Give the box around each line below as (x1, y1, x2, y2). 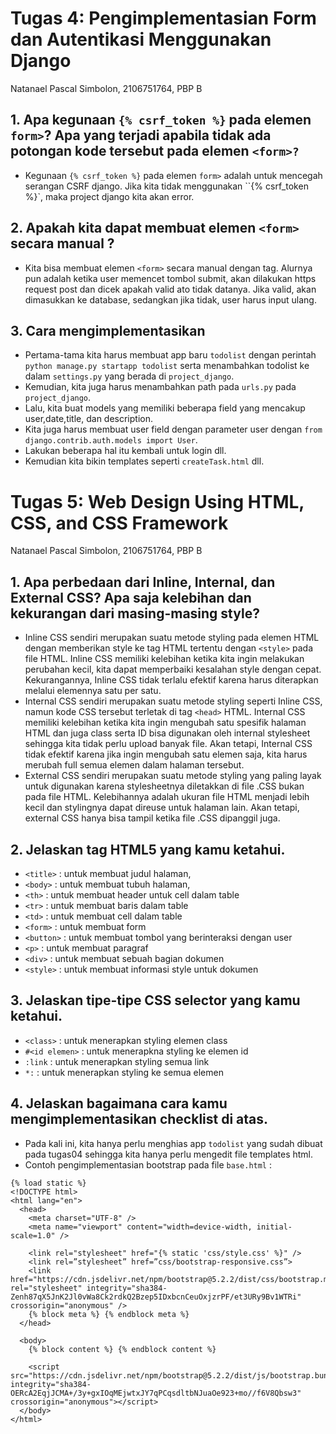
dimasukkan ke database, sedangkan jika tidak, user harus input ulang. (24, 293, 317, 306)
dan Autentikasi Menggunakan (10, 28, 272, 51)
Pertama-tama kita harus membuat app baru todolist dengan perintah (24, 349, 317, 361)
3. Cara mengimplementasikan (10, 322, 206, 339)
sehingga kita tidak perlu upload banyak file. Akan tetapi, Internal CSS (24, 738, 313, 750)
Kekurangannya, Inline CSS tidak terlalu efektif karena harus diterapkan (24, 674, 319, 686)
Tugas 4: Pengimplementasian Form (10, 7, 317, 30)
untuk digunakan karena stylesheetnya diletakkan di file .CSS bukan (24, 780, 305, 792)
